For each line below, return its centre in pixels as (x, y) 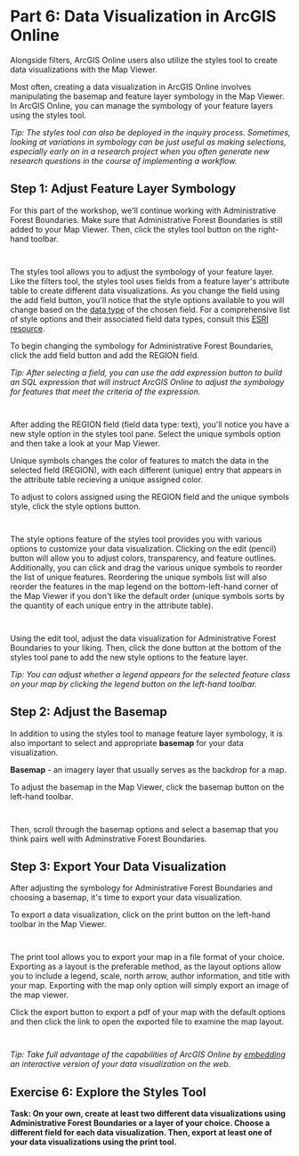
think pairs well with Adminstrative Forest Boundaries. (109, 839)
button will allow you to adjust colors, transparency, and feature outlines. (143, 558)
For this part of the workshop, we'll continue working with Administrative (143, 210)
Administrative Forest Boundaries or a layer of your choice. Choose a (140, 1123)
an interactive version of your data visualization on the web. (121, 1064)
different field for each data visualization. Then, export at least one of (141, 1133)
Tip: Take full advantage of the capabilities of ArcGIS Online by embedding (148, 1054)
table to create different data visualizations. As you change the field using (145, 291)
